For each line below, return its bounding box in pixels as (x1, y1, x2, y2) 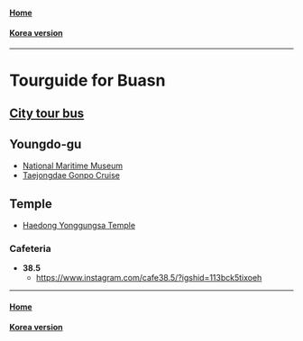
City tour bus (9, 106, 85, 121)
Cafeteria (9, 242, 51, 255)
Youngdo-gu (9, 136, 82, 152)
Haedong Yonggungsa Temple (22, 220, 136, 230)
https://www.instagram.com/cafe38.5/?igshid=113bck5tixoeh (35, 273, 262, 283)
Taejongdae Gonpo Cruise (22, 170, 120, 181)
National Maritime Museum (22, 160, 124, 171)
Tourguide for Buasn (9, 70, 166, 90)
